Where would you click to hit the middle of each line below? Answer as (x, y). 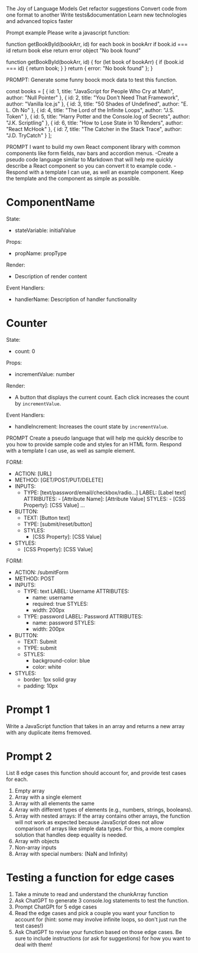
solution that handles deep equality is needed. (71, 835)
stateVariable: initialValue (45, 230)
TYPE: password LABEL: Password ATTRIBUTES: (83, 616)
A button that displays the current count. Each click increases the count (102, 397)
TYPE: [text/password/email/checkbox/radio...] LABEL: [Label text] (105, 493)
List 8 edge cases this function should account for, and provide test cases (96, 773)
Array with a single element (48, 797)
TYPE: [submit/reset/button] (58, 524)
